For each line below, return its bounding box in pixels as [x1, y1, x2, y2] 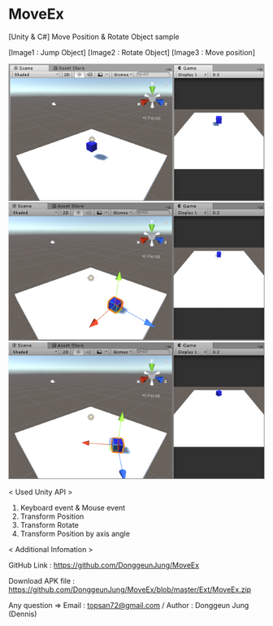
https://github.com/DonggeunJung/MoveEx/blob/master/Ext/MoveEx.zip [8, 585, 252, 594]
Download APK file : [8, 576, 76, 586]
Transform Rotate [19, 520, 80, 530]
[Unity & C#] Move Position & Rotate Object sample [8, 32, 180, 41]
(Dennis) [8, 609, 37, 619]
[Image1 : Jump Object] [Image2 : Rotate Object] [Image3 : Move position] [8, 47, 256, 57]
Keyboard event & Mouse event [19, 503, 126, 513]
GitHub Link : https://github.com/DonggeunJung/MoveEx [8, 560, 200, 570]
